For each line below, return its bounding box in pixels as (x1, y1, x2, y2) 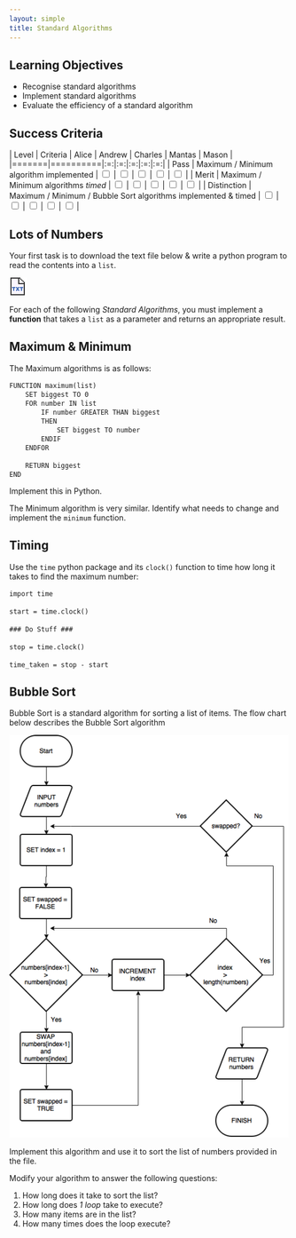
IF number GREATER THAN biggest (41, 408, 161, 417)
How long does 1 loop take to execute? (21, 1199, 164, 1210)
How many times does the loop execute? (21, 1218, 171, 1229)
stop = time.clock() (9, 642, 86, 652)
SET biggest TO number (56, 425, 141, 434)
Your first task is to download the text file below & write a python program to (9, 250, 288, 261)
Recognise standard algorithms (21, 81, 136, 92)
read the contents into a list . (9, 259, 117, 270)
